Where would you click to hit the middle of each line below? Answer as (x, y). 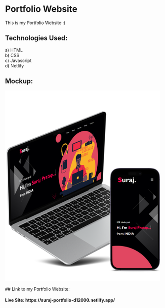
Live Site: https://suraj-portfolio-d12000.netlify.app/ (60, 300)
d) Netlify (14, 65)
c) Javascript (18, 61)
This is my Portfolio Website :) (35, 23)
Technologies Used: (36, 38)
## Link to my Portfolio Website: (38, 289)
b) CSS (12, 55)
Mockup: (19, 81)
